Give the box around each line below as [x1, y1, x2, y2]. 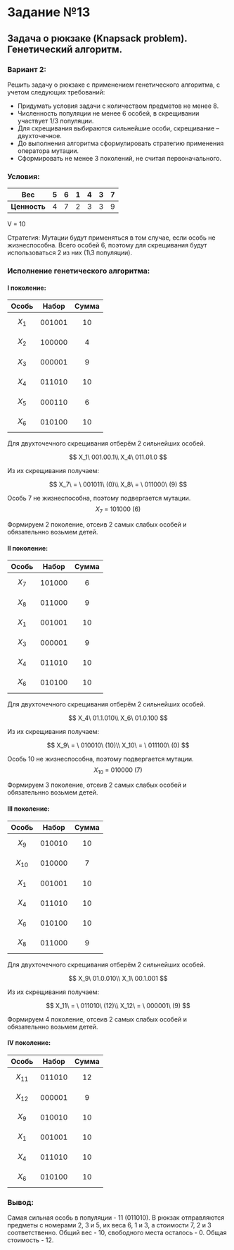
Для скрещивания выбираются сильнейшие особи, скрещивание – [17, 124, 220, 133]
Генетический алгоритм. [7, 43, 123, 55]
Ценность [11, 202, 46, 212]
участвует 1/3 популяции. [17, 116, 94, 125]
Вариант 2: [7, 64, 47, 74]
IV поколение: [7, 1038, 51, 1047]
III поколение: [7, 804, 50, 813]
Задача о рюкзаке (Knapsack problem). [7, 32, 188, 44]
